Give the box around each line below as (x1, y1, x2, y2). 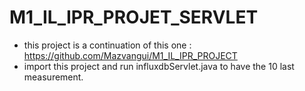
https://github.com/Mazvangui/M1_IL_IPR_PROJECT (23, 49, 238, 61)
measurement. (23, 71, 84, 83)
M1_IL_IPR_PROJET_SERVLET (9, 6, 259, 29)
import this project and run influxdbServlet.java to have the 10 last (23, 60, 295, 72)
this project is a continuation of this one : (23, 39, 192, 51)
